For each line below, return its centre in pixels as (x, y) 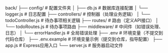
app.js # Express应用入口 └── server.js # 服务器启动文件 (64, 45)
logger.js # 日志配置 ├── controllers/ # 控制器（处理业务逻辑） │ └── (78, 14)
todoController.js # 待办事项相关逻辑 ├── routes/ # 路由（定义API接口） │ (82, 20)
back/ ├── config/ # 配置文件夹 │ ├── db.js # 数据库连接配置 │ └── (76, 8)
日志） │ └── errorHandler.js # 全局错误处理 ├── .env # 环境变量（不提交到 (84, 33)
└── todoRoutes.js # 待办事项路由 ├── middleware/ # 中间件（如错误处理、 (84, 26)
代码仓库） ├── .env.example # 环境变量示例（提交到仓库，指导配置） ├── (84, 39)
